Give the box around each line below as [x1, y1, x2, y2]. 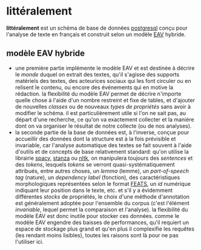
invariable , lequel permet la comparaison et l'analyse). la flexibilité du [15, 206, 188, 213]
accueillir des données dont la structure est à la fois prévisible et [15, 135, 176, 142]
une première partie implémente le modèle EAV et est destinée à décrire [15, 64, 195, 71]
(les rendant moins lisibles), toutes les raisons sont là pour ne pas [15, 231, 179, 238]
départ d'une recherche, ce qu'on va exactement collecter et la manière [15, 116, 195, 123]
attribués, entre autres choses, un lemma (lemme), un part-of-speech [15, 167, 189, 174]
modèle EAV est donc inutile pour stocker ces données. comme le [15, 212, 180, 219]
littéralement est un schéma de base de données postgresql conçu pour [6, 24, 188, 31]
